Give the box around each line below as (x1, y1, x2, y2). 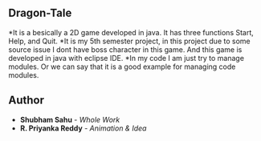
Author (8, 94, 44, 107)
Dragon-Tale (8, 6, 72, 20)
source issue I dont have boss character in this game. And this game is (8, 44, 243, 54)
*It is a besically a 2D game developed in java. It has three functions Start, (8, 27, 255, 37)
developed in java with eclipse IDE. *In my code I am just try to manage (8, 53, 245, 62)
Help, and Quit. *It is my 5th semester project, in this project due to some (8, 36, 251, 46)
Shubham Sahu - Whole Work (19, 115, 120, 124)
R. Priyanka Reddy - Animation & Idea (19, 123, 147, 133)
